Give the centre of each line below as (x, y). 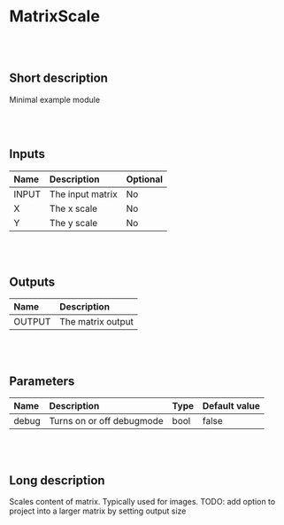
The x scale (73, 208)
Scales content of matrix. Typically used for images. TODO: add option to (142, 501)
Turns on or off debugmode (106, 421)
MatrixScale (54, 16)
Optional (145, 179)
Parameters (42, 381)
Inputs (27, 154)
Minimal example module (54, 99)
